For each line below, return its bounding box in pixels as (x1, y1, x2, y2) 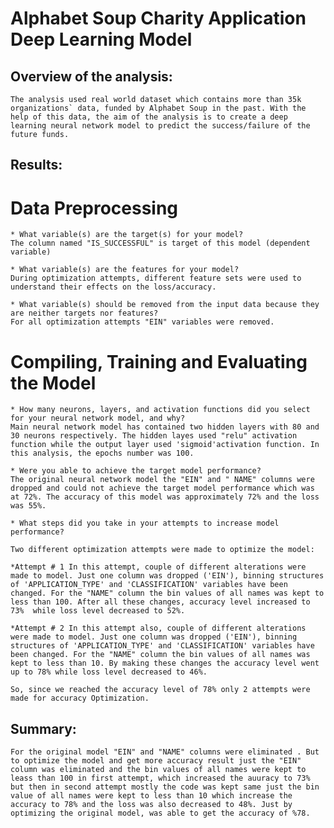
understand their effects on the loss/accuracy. (10, 282, 217, 292)
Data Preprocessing (10, 197, 179, 219)
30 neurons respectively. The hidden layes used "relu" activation (10, 431, 298, 441)
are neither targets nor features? (10, 308, 159, 319)
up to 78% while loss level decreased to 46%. (10, 667, 208, 677)
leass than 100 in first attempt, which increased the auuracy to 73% (10, 773, 311, 784)
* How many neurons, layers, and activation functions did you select (10, 405, 311, 415)
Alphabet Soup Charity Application (10, 7, 307, 30)
